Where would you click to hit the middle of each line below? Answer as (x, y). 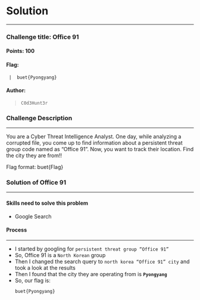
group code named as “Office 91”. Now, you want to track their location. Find (100, 149)
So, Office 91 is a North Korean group (60, 255)
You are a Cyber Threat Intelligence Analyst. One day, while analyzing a (94, 137)
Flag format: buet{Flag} (35, 167)
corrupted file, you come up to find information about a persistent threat (94, 143)
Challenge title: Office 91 (43, 37)
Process (17, 230)
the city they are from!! (34, 155)
